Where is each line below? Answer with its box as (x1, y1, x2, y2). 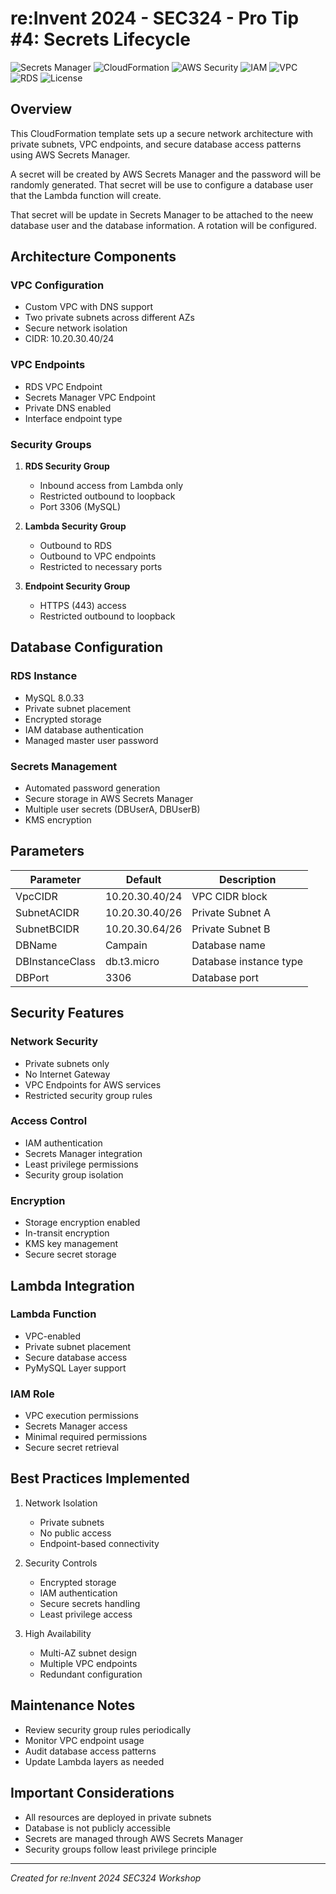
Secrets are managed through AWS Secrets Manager (24, 1832, 244, 1844)
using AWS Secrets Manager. (10, 148, 131, 161)
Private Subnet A (191, 905, 272, 919)
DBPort (15, 970, 50, 984)
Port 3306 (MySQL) (39, 501, 122, 513)
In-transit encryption (24, 1227, 110, 1239)
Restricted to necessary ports (39, 561, 163, 573)
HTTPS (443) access (39, 600, 127, 612)
